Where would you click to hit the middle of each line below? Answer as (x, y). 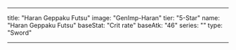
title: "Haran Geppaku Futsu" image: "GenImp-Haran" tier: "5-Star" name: (113, 18)
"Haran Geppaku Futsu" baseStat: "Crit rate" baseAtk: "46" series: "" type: (115, 25)
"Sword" (20, 33)
